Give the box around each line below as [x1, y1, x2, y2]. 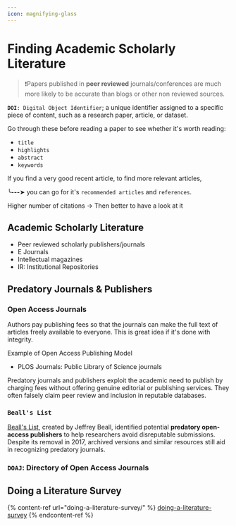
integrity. [7, 335, 33, 344]
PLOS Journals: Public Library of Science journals [17, 363, 162, 371]
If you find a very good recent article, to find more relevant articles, [7, 174, 202, 182]
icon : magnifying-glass [7, 10, 77, 18]
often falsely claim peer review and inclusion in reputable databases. [7, 392, 206, 400]
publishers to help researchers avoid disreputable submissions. [30, 430, 216, 439]
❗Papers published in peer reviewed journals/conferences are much [24, 79, 222, 88]
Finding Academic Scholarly [7, 40, 176, 56]
